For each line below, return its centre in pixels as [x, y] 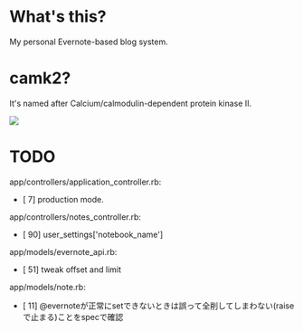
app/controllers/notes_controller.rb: [76, 217]
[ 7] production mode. [63, 199]
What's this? [58, 17]
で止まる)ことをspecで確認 [73, 317]
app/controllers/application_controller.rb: [85, 182]
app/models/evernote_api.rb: [63, 251]
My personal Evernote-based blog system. [89, 42]
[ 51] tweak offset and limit [72, 270]
